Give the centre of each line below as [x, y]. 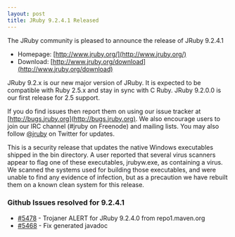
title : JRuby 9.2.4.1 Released [53, 20]
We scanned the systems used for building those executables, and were [112, 169]
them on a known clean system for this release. [76, 184]
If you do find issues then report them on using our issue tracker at [104, 111]
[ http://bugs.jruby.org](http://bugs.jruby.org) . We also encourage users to [114, 118]
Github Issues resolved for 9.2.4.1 [66, 203]
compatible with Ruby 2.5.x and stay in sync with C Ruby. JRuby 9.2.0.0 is [114, 90]
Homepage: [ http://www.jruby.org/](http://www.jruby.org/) [102, 54]
